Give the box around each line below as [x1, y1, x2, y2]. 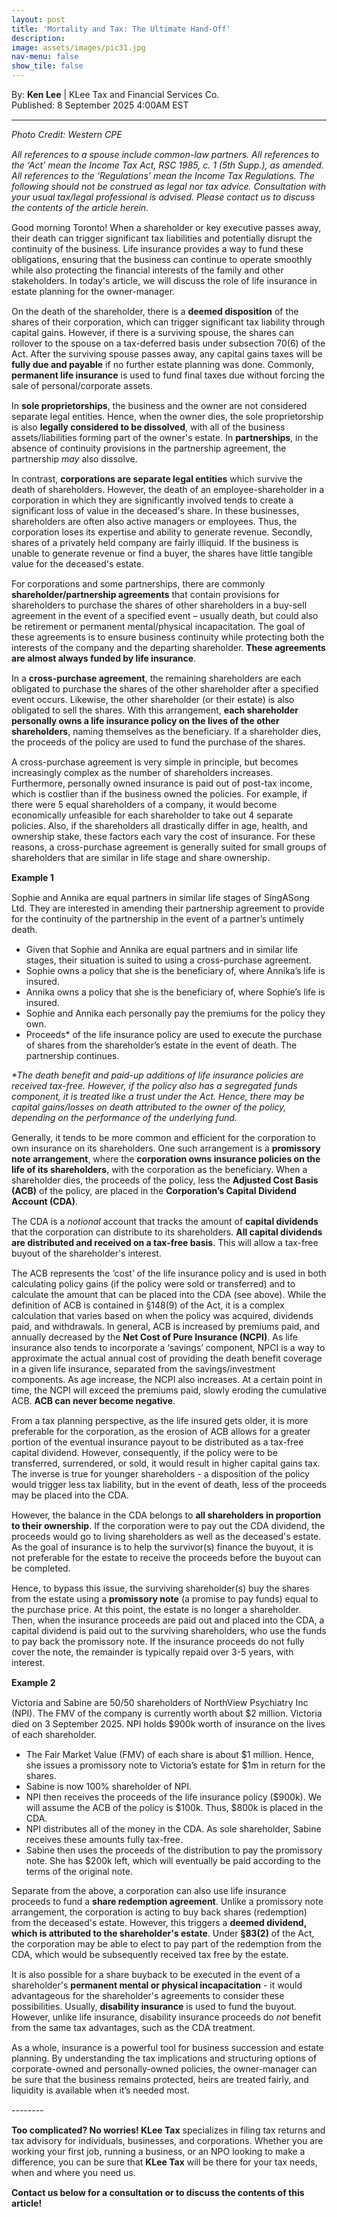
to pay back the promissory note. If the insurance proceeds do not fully [11, 1636, 305, 1647]
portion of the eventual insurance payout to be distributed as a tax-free [11, 1436, 304, 1448]
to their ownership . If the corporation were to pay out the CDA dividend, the [11, 1520, 326, 1531]
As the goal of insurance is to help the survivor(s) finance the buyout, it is [11, 1541, 314, 1553]
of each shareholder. [11, 1729, 97, 1740]
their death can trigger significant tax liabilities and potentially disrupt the [11, 232, 313, 244]
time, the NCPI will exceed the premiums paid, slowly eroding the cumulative [11, 1384, 327, 1396]
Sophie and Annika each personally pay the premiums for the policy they [25, 1007, 326, 1019]
